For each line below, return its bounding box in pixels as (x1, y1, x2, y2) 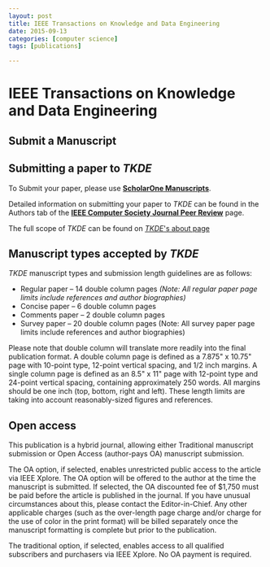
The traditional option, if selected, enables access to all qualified (8, 541, 224, 551)
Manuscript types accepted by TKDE (8, 246, 199, 260)
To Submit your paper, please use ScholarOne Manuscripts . (8, 183, 211, 193)
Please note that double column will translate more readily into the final (8, 343, 246, 353)
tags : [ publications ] (8, 42, 82, 50)
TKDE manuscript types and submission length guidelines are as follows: (8, 268, 252, 278)
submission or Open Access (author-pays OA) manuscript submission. (8, 449, 245, 459)
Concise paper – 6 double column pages (20, 302, 157, 312)
